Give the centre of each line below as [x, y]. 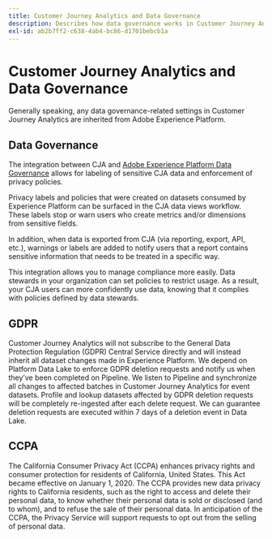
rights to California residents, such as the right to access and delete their [130, 491]
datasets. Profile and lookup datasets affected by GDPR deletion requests [131, 395]
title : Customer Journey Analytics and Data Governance [104, 16]
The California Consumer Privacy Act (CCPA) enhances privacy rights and [132, 466]
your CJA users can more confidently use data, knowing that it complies [129, 290]
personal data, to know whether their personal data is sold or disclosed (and [136, 500]
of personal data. [37, 526]
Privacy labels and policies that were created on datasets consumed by [127, 198]
